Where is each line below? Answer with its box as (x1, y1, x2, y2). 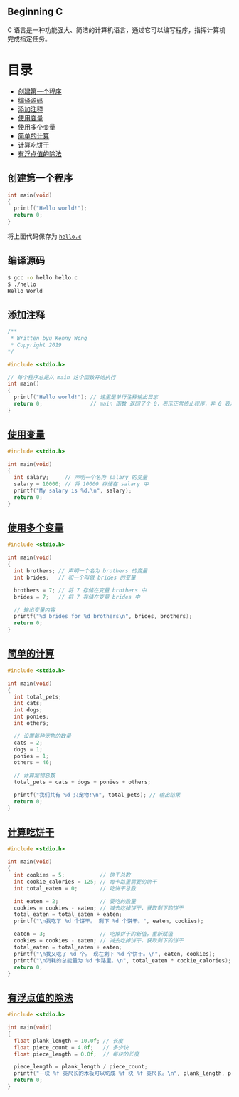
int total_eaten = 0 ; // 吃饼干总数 (14, 885, 137, 892)
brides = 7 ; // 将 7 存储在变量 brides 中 (14, 593, 141, 601)
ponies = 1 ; (14, 752, 50, 760)
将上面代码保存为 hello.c (7, 232, 82, 240)
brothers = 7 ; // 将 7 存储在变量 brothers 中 (14, 587, 147, 594)
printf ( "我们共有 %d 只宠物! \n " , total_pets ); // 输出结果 (14, 791, 181, 798)
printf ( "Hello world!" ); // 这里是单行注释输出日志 (14, 393, 159, 401)
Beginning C (7, 6, 63, 18)
